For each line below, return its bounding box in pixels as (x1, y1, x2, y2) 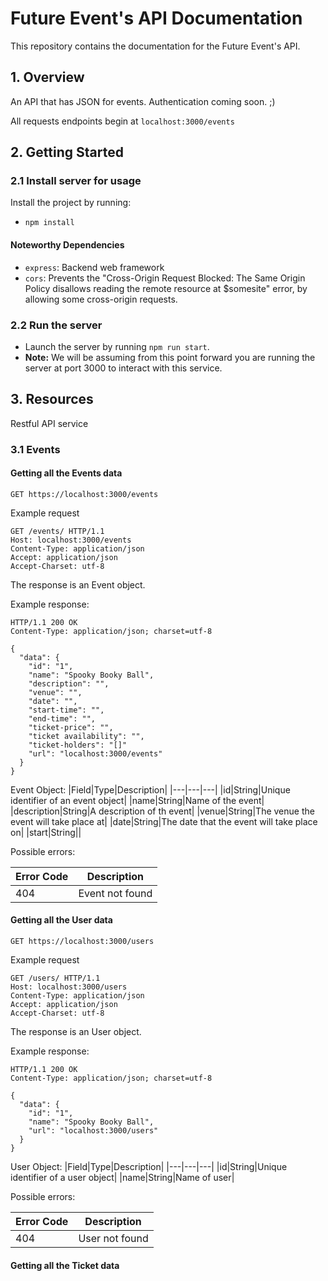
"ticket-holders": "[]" (28, 740, 128, 750)
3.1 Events (10, 442, 61, 456)
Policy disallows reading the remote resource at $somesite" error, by (24, 282, 308, 294)
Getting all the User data (10, 914, 113, 926)
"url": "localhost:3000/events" (28, 748, 163, 759)
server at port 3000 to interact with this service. (24, 362, 223, 374)
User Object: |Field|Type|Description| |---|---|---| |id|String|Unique (10, 1161, 288, 1173)
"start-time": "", (28, 705, 105, 715)
